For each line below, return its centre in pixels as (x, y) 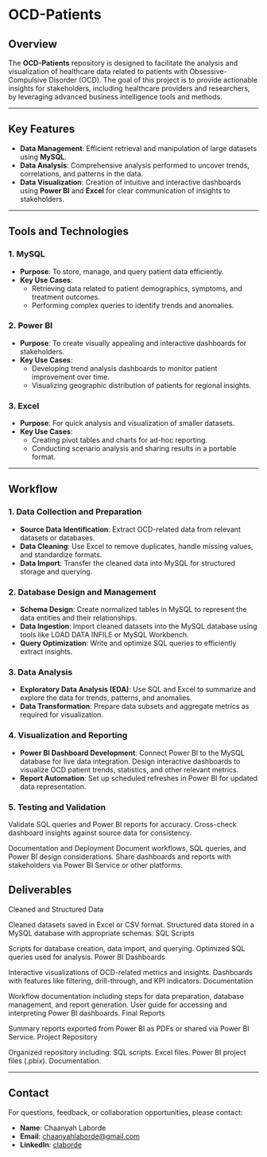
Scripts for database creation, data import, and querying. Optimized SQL (127, 948)
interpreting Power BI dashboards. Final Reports (87, 1013)
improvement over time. (70, 377)
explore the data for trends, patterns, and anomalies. (106, 698)
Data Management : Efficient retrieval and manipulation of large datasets (138, 148)
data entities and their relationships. (78, 618)
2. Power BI (31, 326)
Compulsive (28, 80)
